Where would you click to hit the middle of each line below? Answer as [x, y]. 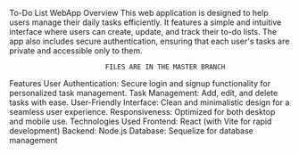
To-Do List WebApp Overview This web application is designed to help [139, 13]
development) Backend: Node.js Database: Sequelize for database [132, 131]
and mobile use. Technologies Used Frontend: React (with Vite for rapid [141, 121]
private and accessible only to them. [76, 51]
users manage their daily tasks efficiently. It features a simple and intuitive [145, 22]
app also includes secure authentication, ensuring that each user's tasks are [149, 41]
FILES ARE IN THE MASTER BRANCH [165, 67]
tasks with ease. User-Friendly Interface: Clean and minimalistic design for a [149, 102]
